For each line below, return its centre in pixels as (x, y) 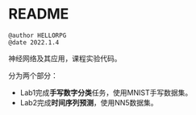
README (39, 14)
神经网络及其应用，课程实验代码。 (65, 58)
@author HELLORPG (38, 35)
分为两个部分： (33, 75)
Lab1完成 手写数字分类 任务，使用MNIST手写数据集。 (106, 92)
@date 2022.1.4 (34, 42)
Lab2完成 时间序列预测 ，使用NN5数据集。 (89, 102)
